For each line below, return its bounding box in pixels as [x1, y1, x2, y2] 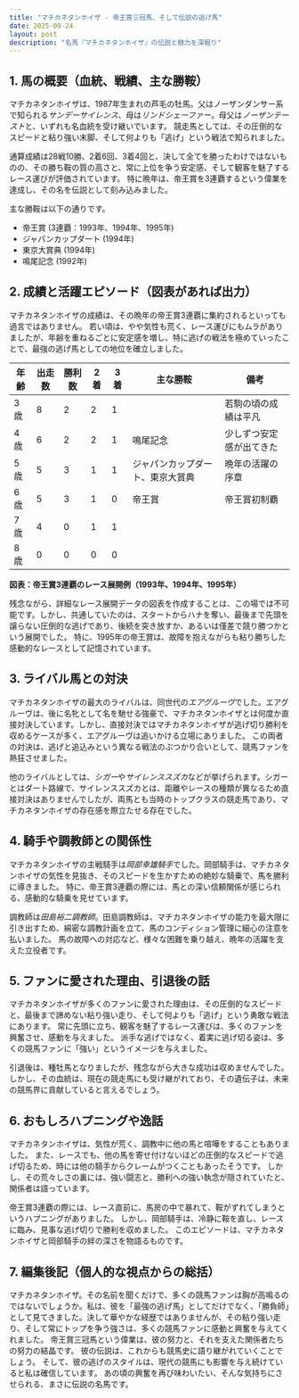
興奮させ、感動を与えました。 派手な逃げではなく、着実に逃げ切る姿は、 [9, 1032, 277, 1043]
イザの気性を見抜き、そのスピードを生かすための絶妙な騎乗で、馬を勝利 [24, 870, 289, 881]
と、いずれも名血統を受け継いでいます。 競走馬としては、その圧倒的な [25, 121, 283, 132]
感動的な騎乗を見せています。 [24, 892, 133, 903]
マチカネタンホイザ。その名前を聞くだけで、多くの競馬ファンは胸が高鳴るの [9, 1289, 289, 1300]
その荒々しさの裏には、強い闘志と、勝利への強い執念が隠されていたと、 [24, 1172, 289, 1183]
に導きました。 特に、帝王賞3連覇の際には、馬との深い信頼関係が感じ [9, 881, 266, 892]
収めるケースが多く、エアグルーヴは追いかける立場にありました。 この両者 [9, 730, 284, 740]
